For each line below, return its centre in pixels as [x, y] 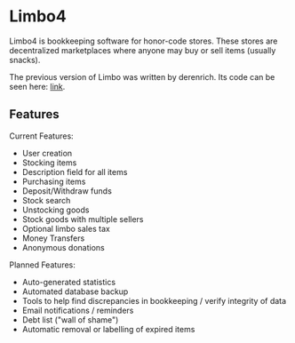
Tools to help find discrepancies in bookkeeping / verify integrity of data [154, 300]
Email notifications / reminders [78, 310]
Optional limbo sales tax [66, 228]
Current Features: [41, 136]
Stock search [46, 200]
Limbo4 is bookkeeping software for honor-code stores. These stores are [144, 41]
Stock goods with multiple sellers [83, 219]
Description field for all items [75, 171]
